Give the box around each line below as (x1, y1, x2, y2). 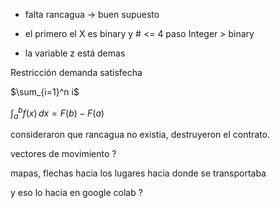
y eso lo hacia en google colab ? (10, 187, 143, 199)
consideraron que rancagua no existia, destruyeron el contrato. (10, 129, 271, 141)
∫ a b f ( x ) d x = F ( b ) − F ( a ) (10, 105, 105, 121)
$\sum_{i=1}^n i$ (10, 86, 80, 98)
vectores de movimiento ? (10, 148, 117, 160)
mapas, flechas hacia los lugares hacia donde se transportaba (10, 167, 267, 179)
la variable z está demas (24, 47, 126, 59)
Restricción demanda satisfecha (10, 67, 143, 78)
